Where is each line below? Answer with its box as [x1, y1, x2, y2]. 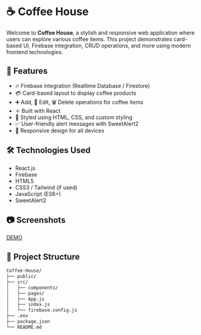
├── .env [6, 313, 29, 319]
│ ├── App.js [6, 296, 45, 302]
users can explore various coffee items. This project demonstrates [6, 35, 172, 42]
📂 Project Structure [6, 251, 80, 262]
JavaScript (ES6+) [15, 190, 61, 197]
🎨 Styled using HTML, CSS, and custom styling [15, 113, 132, 121]
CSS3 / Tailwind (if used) [15, 183, 78, 191]
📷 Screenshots [6, 215, 66, 225]
